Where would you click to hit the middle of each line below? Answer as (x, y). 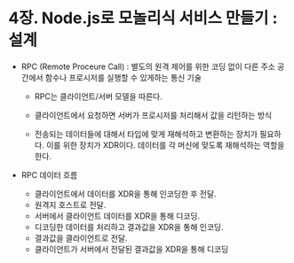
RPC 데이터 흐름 (49, 174)
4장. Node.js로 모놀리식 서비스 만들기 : (143, 18)
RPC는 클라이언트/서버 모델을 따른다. (98, 96)
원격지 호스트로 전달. (70, 205)
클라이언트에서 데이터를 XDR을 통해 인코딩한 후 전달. (125, 193)
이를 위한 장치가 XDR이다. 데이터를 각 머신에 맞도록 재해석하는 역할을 (166, 145)
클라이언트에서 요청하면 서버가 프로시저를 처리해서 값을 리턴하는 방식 (153, 115)
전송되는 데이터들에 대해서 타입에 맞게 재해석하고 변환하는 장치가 (146, 134)
